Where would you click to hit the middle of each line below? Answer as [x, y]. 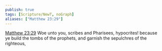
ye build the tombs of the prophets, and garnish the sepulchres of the [76, 38]
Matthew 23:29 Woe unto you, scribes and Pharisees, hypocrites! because [81, 33]
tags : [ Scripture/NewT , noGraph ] [40, 14]
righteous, [16, 44]
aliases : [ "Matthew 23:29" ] [34, 19]
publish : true [20, 10]
